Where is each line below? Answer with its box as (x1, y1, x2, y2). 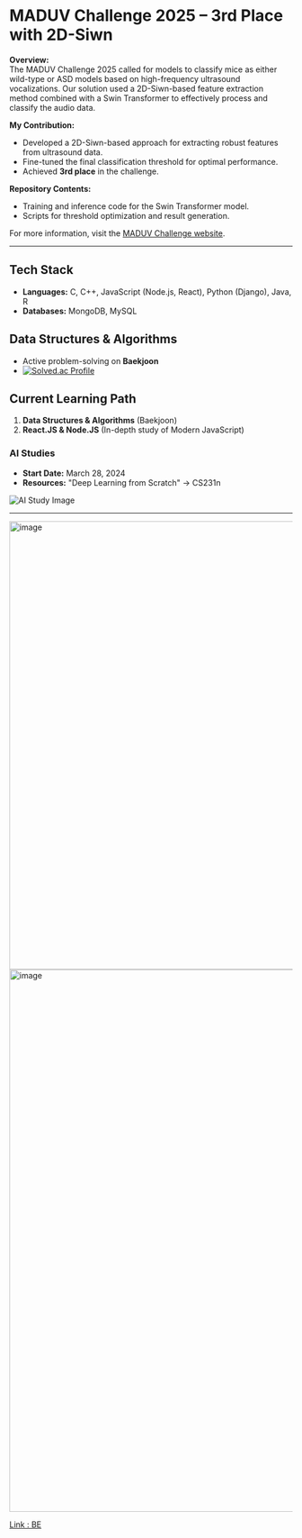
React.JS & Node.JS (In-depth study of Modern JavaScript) (22, 424, 244, 435)
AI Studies (9, 447, 56, 460)
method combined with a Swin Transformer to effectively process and (9, 92, 268, 104)
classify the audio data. (9, 102, 96, 113)
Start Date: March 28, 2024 (22, 468, 126, 478)
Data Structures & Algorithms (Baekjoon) (22, 415, 178, 426)
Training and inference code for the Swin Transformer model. (22, 200, 250, 212)
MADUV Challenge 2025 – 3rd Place (9, 5, 283, 26)
